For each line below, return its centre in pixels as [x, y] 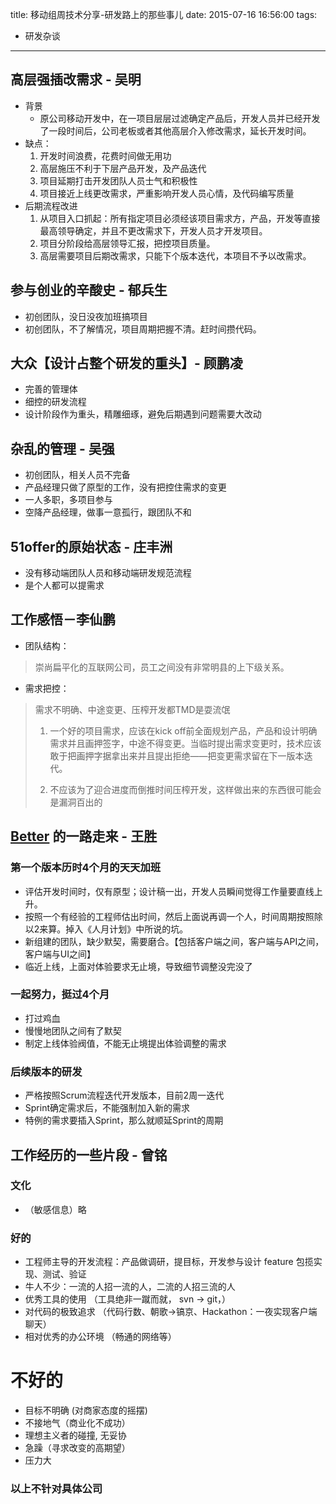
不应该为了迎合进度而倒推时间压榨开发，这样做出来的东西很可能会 [185, 789]
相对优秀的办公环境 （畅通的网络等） [100, 1337]
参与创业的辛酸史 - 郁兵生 [89, 290]
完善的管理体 [51, 389]
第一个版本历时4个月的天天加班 [86, 868]
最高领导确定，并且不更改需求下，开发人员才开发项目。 [153, 230]
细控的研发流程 [55, 402]
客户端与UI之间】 [60, 954]
